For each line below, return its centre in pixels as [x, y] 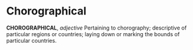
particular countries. [31, 40]
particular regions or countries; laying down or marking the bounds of [93, 34]
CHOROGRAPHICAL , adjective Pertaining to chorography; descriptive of [97, 28]
